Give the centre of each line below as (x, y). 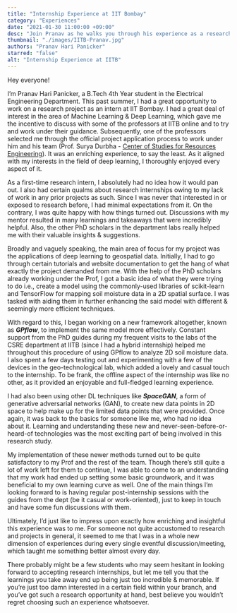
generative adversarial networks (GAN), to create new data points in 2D (111, 403)
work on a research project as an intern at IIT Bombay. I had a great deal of (116, 108)
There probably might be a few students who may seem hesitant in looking (116, 564)
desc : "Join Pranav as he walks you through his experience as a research (120, 34)
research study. (30, 441)
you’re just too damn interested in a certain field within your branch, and (112, 587)
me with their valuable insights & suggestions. (74, 234)
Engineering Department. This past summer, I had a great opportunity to (112, 101)
